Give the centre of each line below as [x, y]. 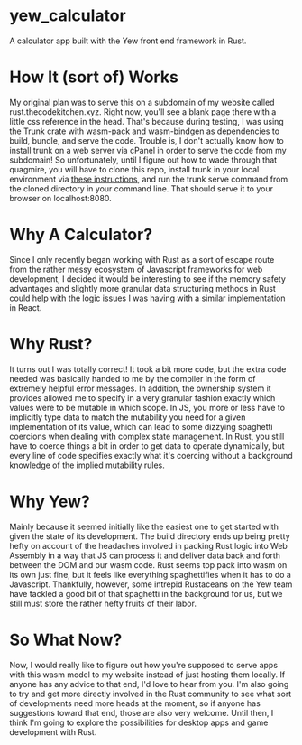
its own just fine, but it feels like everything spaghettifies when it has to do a [150, 574]
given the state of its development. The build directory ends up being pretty [150, 536]
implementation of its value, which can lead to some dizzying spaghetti [141, 426]
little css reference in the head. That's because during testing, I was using [146, 121]
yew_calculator [68, 16]
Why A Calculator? [81, 235]
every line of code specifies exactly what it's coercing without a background [151, 455]
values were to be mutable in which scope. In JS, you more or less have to [147, 407]
